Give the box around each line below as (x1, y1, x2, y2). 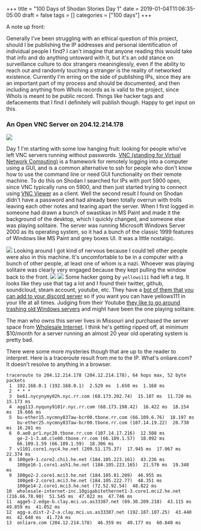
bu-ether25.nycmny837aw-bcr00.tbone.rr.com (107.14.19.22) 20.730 (17, 420, 189, 426)
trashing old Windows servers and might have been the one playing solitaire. (6, 305, 196, 312)
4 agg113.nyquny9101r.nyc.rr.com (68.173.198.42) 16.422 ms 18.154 (8, 404, 189, 410)
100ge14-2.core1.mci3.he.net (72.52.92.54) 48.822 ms (17, 483, 157, 489)
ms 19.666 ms (6, 409, 42, 415)
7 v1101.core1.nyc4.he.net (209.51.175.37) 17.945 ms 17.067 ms (8, 446, 181, 452)
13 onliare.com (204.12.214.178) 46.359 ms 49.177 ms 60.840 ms (6, 520, 181, 526)
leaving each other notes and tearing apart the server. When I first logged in (6, 203, 194, 210)
